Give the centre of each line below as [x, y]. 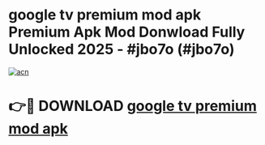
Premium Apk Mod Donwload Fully [127, 32]
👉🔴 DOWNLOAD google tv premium [132, 106]
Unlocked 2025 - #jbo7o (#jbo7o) [122, 49]
